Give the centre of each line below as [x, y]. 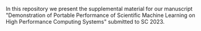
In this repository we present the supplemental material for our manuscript [99, 9]
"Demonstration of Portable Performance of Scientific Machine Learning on [100, 15]
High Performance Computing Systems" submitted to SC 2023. [85, 22]
